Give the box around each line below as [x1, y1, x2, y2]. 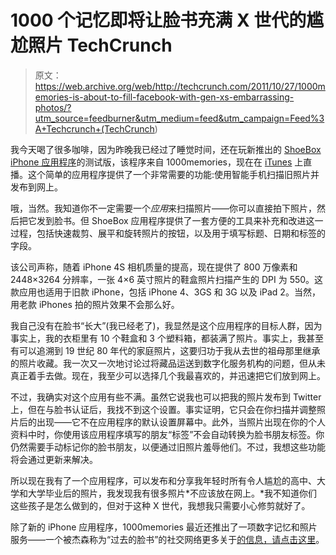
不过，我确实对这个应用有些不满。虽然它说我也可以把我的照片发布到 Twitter [10, 391, 322, 403]
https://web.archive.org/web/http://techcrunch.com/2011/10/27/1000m [34, 80, 326, 92]
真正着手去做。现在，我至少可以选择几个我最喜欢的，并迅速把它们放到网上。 [10, 369, 326, 381]
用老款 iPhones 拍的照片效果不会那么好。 [10, 298, 180, 310]
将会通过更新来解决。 [10, 453, 98, 465]
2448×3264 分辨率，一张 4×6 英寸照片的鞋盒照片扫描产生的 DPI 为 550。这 [10, 273, 324, 285]
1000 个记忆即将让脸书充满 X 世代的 [10, 9, 307, 32]
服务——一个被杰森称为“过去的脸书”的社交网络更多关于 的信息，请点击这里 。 [10, 533, 325, 545]
